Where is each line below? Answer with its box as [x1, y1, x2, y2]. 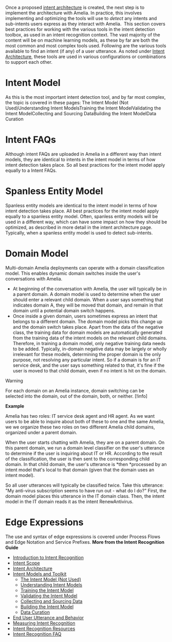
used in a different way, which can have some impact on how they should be [5, 219, 167, 225]
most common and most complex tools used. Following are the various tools [5, 43, 166, 48]
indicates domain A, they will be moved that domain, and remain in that [12, 302, 163, 308]
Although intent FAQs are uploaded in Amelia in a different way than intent [5, 151, 162, 157]
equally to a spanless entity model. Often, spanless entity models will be [5, 213, 158, 219]
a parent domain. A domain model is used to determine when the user [12, 291, 161, 297]
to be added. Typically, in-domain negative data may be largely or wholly [12, 346, 167, 352]
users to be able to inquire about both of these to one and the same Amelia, [5, 418, 165, 424]
